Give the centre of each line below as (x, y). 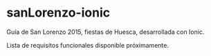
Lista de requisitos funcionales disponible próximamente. (88, 45)
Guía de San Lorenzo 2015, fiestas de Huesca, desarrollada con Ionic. (105, 32)
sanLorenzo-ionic (58, 13)
